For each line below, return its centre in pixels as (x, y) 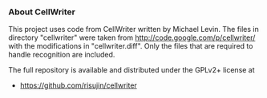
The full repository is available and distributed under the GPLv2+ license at (131, 70)
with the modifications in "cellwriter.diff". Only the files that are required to (131, 46)
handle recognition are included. (62, 55)
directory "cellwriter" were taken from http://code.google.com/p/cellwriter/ (132, 37)
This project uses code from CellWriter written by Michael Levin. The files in (133, 29)
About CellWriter (42, 12)
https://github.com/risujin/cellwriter (79, 85)
